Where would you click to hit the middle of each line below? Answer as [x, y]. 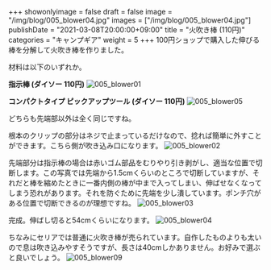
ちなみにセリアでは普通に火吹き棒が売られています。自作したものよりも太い [135, 237]
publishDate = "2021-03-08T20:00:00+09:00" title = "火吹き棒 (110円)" [127, 30]
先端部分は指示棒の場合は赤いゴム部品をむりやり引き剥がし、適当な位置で [132, 163]
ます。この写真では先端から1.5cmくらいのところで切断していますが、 [137, 173]
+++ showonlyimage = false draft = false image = [91, 12]
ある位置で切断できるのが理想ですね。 [72, 203]
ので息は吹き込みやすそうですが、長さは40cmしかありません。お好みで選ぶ [134, 247]
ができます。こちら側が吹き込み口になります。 [85, 145]
